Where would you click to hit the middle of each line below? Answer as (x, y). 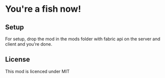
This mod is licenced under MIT (37, 71)
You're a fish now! (43, 9)
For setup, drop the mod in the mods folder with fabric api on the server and (83, 39)
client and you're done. (29, 44)
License (18, 60)
